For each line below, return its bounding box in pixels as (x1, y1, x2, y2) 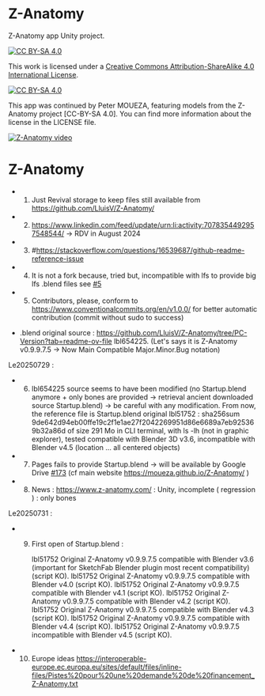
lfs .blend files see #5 (31, 278, 102, 289)
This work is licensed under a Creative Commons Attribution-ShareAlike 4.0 (8, 61, 255, 71)
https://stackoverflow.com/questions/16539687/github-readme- (36, 245, 245, 255)
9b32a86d (31, 426, 66, 435)
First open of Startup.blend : (31, 539, 124, 548)
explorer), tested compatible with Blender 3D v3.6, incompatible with (31, 434, 256, 444)
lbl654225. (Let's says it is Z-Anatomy (113, 336, 237, 346)
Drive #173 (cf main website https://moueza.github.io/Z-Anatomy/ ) (31, 467, 249, 477)
